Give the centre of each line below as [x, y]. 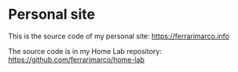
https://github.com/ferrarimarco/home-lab [77, 59]
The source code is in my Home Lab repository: [85, 51]
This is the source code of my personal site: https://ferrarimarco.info [119, 36]
